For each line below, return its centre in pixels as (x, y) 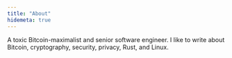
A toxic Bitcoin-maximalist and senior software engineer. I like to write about (116, 39)
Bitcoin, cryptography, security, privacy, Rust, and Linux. (88, 47)
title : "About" (29, 13)
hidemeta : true (29, 20)
